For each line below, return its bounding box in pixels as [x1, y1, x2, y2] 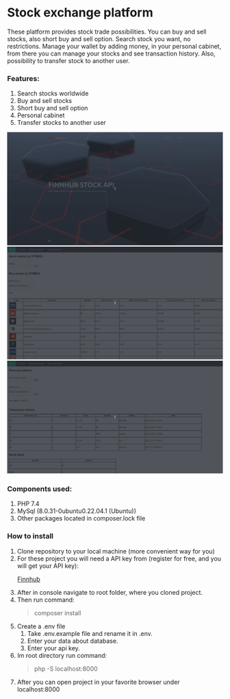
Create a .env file [16, 622, 66, 630]
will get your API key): [16, 561, 79, 570]
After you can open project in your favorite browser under [16, 678, 180, 686]
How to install [7, 532, 53, 541]
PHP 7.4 [16, 499, 40, 508]
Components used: [7, 484, 73, 494]
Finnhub [16, 575, 41, 583]
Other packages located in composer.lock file [16, 514, 146, 523]
